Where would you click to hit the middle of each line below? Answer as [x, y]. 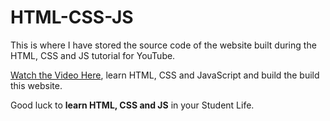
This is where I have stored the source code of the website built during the [163, 45]
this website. [36, 85]
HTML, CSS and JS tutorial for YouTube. [93, 55]
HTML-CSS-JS [72, 17]
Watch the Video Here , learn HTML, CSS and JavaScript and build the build [165, 75]
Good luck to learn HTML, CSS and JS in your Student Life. [132, 105]
